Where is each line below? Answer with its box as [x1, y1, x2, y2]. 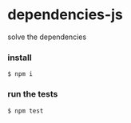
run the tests [7, 89, 58, 100]
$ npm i [7, 70, 34, 78]
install [7, 52, 33, 63]
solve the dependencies [7, 32, 87, 42]
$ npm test [7, 106, 44, 115]
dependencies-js [7, 6, 123, 24]
